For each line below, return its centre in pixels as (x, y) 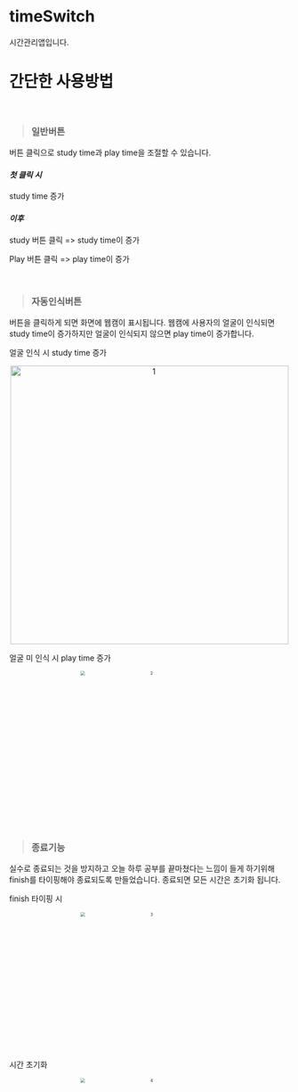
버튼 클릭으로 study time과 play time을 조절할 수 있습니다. (110, 152)
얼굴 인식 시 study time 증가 (58, 352)
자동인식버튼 (56, 301)
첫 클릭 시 (26, 175)
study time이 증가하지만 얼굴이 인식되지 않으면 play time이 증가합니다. (132, 333)
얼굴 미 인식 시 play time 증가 (60, 658)
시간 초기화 (28, 1065)
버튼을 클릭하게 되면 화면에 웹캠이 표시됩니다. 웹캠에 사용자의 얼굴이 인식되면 (142, 322)
